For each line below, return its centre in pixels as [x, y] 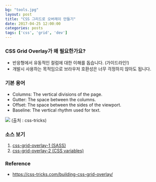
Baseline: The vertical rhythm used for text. [56, 110]
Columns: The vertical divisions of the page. [57, 94]
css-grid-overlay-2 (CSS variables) [48, 151]
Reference [18, 163]
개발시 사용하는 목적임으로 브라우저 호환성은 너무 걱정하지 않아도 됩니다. [82, 69]
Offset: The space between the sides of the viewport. [67, 105]
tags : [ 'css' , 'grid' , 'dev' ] [36, 33]
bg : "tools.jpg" [22, 10]
